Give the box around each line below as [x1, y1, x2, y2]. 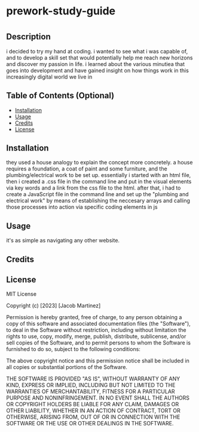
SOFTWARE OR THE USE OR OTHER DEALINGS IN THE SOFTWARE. [6, 420, 174, 427]
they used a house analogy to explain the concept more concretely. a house [6, 159, 193, 166]
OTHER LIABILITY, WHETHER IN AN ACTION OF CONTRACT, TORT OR [6, 407, 180, 415]
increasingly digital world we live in [6, 73, 93, 80]
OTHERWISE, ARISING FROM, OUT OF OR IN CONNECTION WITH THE [6, 413, 180, 421]
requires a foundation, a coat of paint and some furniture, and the [6, 165, 167, 172]
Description [6, 32, 51, 42]
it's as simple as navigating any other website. [6, 237, 120, 244]
